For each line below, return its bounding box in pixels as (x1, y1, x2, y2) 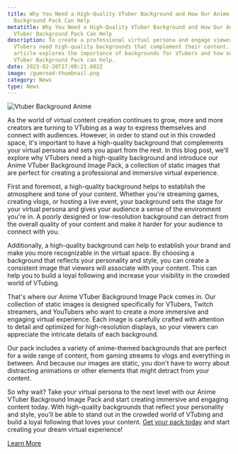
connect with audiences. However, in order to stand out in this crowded (7, 131, 216, 140)
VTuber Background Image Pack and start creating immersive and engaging (7, 395, 229, 404)
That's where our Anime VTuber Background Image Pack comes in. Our (7, 293, 216, 301)
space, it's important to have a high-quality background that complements (7, 139, 224, 147)
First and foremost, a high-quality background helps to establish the (7, 182, 205, 191)
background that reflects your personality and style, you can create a (7, 256, 210, 265)
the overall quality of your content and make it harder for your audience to (7, 220, 223, 229)
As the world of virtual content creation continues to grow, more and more (7, 116, 223, 125)
